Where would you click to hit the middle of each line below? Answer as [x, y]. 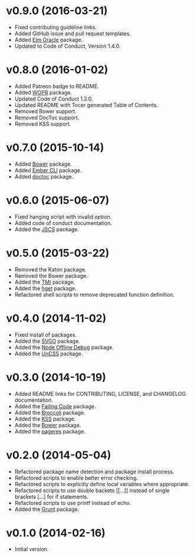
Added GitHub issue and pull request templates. [73, 33]
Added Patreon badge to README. [57, 86]
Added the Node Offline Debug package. [64, 347]
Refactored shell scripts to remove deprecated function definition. [95, 294]
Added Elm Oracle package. [49, 40]
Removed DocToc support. [47, 117]
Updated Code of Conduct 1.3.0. [54, 99]
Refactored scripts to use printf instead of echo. [73, 503]
